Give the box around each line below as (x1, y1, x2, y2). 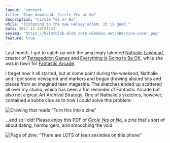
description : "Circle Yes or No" (5, 17, 76, 22)
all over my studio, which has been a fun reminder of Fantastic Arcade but (5, 86, 160, 92)
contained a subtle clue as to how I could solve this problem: (5, 97, 132, 103)
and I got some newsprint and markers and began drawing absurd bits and (5, 76, 161, 82)
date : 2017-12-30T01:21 (5, 26, 56, 31)
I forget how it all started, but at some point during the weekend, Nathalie (5, 70, 158, 76)
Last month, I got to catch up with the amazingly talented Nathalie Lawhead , (5, 49, 164, 56)
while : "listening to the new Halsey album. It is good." (5, 21, 130, 27)
